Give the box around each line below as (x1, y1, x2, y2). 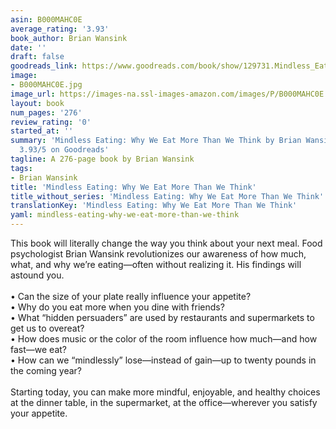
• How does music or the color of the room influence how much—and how (10, 333, 318, 345)
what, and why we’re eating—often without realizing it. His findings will (10, 259, 302, 270)
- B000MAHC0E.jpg (10, 80, 83, 90)
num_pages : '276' (10, 107, 83, 118)
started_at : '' (10, 126, 74, 136)
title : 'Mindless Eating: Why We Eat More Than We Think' (10, 182, 257, 192)
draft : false (10, 52, 65, 62)
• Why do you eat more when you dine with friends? (10, 301, 225, 313)
